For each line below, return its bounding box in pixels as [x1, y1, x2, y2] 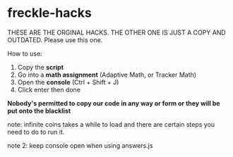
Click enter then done [17, 85, 81, 94]
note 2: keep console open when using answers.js [7, 141, 153, 149]
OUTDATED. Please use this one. [7, 35, 103, 44]
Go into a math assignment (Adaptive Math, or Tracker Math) [17, 70, 196, 79]
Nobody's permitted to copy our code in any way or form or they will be [7, 99, 220, 107]
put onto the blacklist [7, 106, 71, 115]
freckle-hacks [7, 5, 92, 21]
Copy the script [17, 63, 64, 71]
